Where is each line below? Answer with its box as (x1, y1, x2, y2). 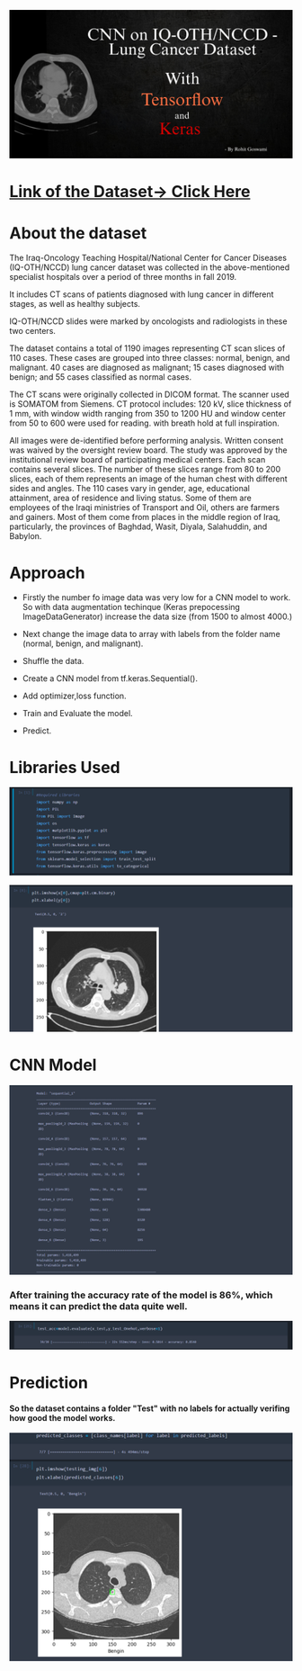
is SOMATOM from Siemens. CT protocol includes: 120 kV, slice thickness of (9, 399, 292, 409)
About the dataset (9, 222, 147, 243)
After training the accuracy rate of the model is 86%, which (9, 1289, 273, 1301)
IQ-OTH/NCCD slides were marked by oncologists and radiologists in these (9, 316, 288, 327)
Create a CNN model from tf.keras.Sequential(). (22, 673, 199, 684)
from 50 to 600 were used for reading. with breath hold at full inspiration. (9, 418, 280, 428)
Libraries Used (9, 757, 120, 777)
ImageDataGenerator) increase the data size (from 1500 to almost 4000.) (22, 611, 293, 622)
